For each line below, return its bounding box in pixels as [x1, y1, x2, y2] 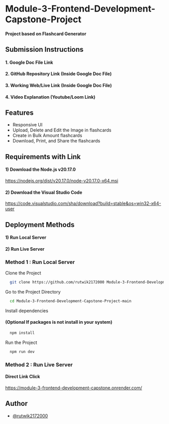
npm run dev [10, 349, 35, 354]
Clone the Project [5, 270, 41, 276]
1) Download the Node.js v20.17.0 [5, 167, 76, 173]
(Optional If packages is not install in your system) [5, 319, 113, 325]
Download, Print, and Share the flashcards [12, 138, 101, 144]
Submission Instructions [5, 45, 84, 54]
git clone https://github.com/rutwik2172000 [10, 280, 105, 285]
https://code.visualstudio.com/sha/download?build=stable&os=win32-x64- [5, 200, 161, 206]
